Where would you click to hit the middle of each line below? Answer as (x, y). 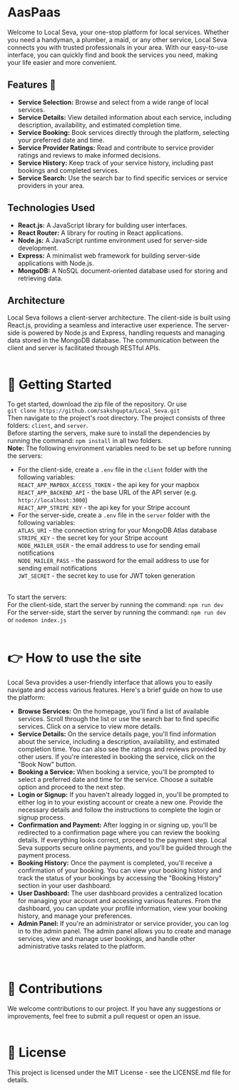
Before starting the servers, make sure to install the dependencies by (109, 433)
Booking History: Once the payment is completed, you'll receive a (115, 863)
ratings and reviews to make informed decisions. (89, 155)
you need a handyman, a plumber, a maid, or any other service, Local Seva (117, 39)
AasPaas (34, 12)
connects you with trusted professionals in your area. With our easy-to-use (118, 47)
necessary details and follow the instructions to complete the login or (119, 810)
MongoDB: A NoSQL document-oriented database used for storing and (123, 270)
